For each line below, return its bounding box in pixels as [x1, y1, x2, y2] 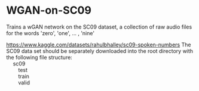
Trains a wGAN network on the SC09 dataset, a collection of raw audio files [6, 23, 192, 30]
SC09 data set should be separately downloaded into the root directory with [6, 47, 193, 54]
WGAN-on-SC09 [6, 4, 91, 17]
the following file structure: [6, 54, 73, 61]
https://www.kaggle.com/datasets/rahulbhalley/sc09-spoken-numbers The [6, 41, 191, 48]
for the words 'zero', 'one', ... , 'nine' [6, 29, 94, 36]
